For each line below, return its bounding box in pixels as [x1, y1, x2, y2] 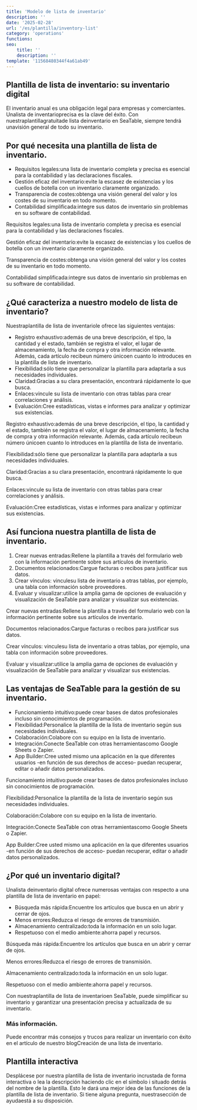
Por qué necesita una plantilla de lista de [6, 140, 158, 150]
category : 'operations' [6, 31, 65, 37]
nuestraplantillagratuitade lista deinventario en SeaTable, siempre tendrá [6, 117, 182, 125]
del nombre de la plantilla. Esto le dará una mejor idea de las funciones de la [6, 1085, 191, 1092]
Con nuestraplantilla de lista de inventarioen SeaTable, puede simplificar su [6, 993, 188, 1000]
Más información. [6, 1020, 58, 1028]
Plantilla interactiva [6, 1057, 79, 1067]
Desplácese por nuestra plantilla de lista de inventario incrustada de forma [6, 1072, 186, 1079]
